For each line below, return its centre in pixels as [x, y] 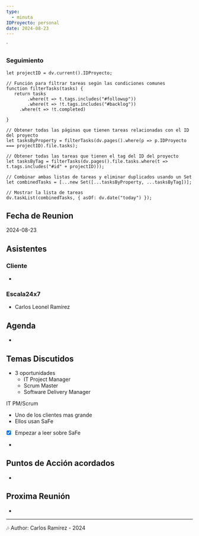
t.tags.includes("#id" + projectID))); [55, 166]
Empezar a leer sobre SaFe [48, 433]
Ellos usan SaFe [34, 421]
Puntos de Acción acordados [60, 463]
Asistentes [27, 249]
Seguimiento [25, 61]
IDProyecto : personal [33, 23]
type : [13, 12]
